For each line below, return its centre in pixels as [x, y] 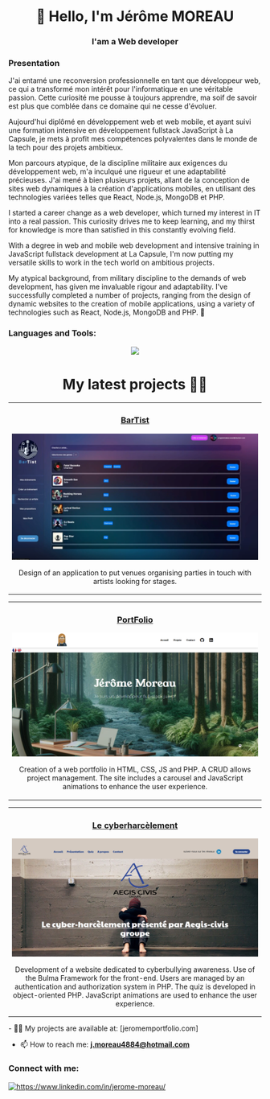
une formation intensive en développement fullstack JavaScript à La [121, 130]
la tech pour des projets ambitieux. [66, 147]
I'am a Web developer [135, 42]
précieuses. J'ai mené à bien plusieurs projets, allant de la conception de [129, 180]
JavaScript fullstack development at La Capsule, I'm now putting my [121, 254]
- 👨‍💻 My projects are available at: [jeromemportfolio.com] [103, 1028]
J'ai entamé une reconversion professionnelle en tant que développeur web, [135, 80]
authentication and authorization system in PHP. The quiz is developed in [135, 986]
